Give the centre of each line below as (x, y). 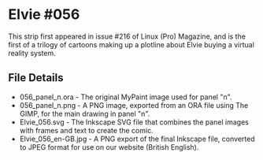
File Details (36, 78)
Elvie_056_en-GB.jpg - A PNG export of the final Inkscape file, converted (137, 139)
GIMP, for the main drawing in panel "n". (85, 113)
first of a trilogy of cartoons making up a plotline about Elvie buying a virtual (131, 44)
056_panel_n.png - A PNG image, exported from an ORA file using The (134, 105)
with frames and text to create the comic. (86, 130)
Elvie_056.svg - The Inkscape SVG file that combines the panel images (134, 122)
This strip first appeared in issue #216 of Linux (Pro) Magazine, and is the (127, 36)
